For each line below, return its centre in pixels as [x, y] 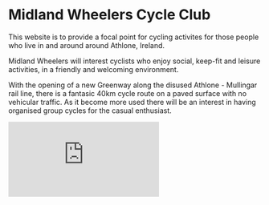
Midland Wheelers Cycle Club [110, 15]
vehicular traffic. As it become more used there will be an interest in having [132, 102]
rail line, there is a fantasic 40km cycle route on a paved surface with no [128, 93]
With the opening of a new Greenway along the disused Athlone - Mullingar [133, 85]
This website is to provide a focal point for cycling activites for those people [134, 37]
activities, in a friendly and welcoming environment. [94, 69]
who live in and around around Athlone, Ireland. [87, 45]
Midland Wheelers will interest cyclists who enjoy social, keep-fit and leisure [134, 61]
